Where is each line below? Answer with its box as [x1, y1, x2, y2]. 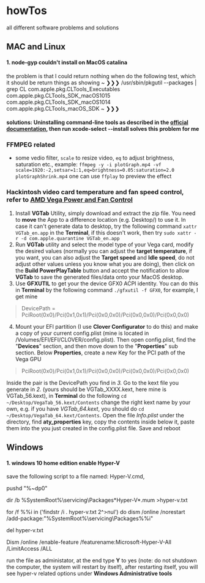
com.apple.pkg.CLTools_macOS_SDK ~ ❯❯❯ [6, 105, 120, 112]
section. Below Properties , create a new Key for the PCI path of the [15, 349, 185, 356]
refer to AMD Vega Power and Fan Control [6, 196, 133, 204]
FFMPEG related [6, 141, 55, 149]
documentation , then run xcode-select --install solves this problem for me [6, 125, 199, 133]
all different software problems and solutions [6, 24, 119, 31]
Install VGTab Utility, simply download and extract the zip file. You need [15, 209, 196, 217]
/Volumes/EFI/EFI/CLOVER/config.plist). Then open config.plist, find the [15, 335, 196, 343]
